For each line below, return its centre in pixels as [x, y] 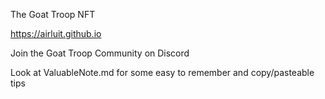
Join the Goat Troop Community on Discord [100, 53]
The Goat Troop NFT [53, 14]
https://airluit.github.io [56, 33]
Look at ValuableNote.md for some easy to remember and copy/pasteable [162, 72]
